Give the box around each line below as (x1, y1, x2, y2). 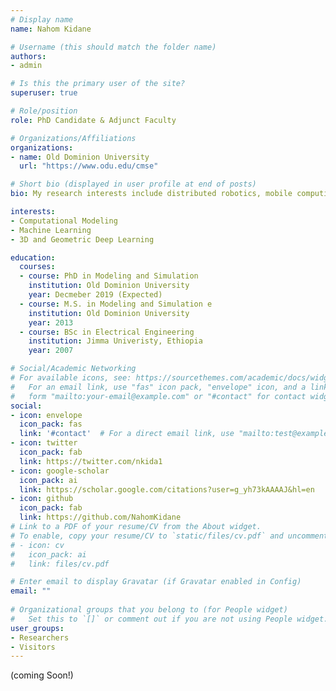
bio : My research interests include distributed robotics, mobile (10, 189, 293, 199)
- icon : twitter (10, 438, 78, 448)
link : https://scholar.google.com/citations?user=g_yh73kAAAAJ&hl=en (19, 484, 315, 495)
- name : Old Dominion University (10, 152, 150, 162)
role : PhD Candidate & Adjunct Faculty (10, 115, 177, 125)
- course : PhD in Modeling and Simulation (19, 271, 199, 281)
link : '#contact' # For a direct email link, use (19, 429, 235, 439)
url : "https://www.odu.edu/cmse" (19, 161, 159, 171)
